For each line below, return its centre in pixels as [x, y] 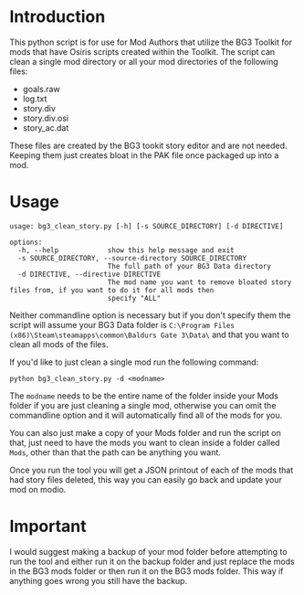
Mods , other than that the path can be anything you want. [115, 452]
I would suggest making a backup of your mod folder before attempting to [148, 551]
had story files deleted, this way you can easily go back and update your [146, 479]
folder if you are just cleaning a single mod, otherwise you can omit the [143, 405]
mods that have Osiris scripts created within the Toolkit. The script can [142, 51]
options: [26, 242]
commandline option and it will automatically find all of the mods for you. [146, 415]
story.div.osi [46, 118]
